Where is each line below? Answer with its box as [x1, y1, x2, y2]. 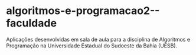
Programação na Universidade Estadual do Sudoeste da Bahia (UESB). [6, 42, 178, 49]
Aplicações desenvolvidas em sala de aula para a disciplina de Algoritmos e [6, 36, 191, 43]
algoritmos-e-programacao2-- [6, 4, 160, 18]
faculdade [6, 16, 57, 30]
